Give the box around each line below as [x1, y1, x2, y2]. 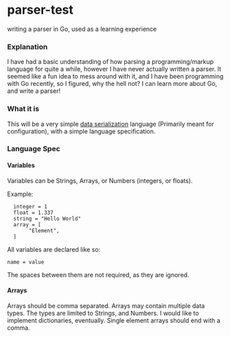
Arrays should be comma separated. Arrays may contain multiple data [7, 301, 205, 309]
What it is [7, 104, 40, 113]
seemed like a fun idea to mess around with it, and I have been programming [7, 72, 224, 80]
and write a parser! [7, 87, 60, 95]
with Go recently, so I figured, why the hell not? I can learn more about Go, [7, 80, 218, 88]
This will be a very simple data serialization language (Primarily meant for [7, 120, 214, 128]
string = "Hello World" [13, 215, 81, 222]
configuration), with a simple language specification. [7, 127, 156, 135]
